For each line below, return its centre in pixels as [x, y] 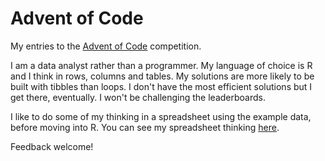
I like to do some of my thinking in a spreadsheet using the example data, [161, 116]
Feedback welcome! [52, 146]
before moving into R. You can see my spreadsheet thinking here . [145, 127]
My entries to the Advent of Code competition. [106, 46]
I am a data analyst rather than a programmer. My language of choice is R [161, 65]
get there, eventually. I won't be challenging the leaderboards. [138, 97]
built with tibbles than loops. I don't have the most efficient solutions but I [161, 86]
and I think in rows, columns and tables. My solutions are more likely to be [162, 76]
